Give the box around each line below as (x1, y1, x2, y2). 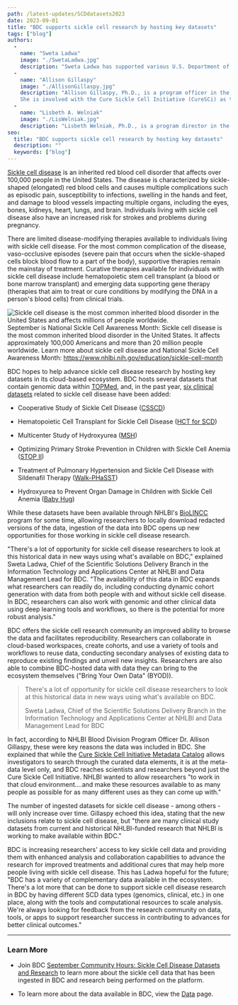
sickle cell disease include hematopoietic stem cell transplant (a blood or (7, 272, 220, 280)
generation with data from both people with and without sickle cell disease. (7, 590, 227, 598)
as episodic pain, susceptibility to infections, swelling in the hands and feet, (7, 191, 228, 199)
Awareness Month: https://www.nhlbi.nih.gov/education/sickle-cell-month (7, 353, 223, 362)
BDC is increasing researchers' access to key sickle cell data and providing (7, 846, 227, 853)
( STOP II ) (17, 453, 45, 460)
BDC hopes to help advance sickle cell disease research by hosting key (7, 368, 216, 375)
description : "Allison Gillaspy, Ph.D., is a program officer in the (20, 89, 230, 96)
